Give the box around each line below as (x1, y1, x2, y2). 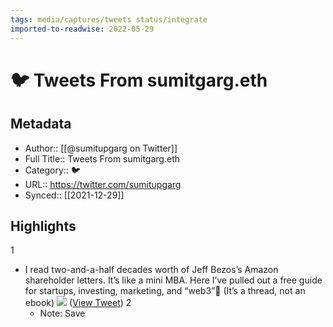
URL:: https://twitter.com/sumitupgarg (24, 178, 182, 190)
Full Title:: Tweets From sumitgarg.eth (24, 152, 180, 165)
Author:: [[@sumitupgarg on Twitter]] (24, 142, 178, 154)
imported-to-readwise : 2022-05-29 (10, 24, 155, 34)
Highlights (10, 217, 77, 235)
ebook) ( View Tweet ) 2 (24, 297, 132, 309)
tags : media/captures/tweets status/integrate (10, 14, 208, 25)
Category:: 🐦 (24, 164, 81, 176)
